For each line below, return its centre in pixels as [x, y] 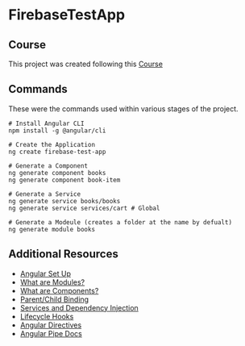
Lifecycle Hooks [47, 316]
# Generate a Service [45, 194]
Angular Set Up [45, 273]
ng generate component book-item [64, 180]
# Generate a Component [48, 166]
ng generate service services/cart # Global [84, 208]
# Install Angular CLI [46, 123]
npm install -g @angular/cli [57, 131]
